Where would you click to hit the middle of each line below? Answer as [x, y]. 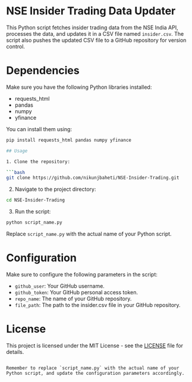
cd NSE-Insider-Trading [36, 200]
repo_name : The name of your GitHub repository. [73, 299]
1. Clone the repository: [38, 162]
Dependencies [43, 71]
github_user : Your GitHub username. [60, 286]
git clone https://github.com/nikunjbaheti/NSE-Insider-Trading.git [93, 178]
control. [16, 46]
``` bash [16, 172]
